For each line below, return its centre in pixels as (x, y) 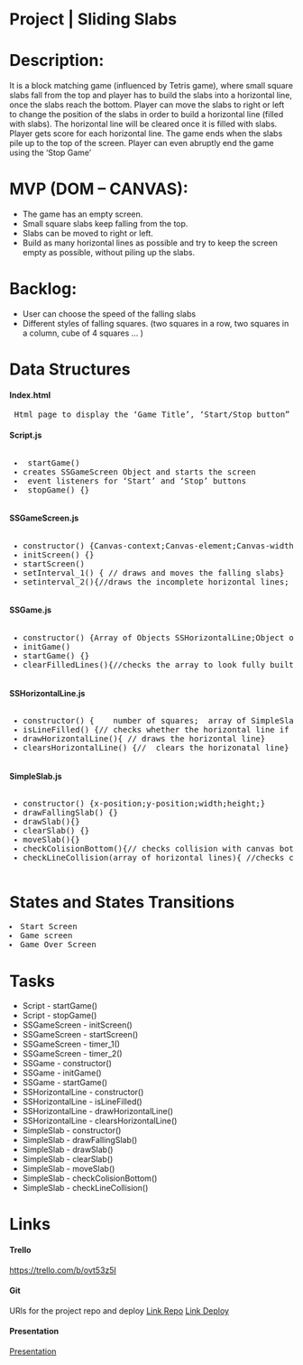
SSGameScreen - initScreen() (77, 1025)
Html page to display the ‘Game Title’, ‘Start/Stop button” (152, 415)
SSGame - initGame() (62, 1073)
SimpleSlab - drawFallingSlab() (80, 1140)
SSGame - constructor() (67, 1064)
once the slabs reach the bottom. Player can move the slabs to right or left (147, 105)
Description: (57, 61)
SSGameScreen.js (44, 518)
